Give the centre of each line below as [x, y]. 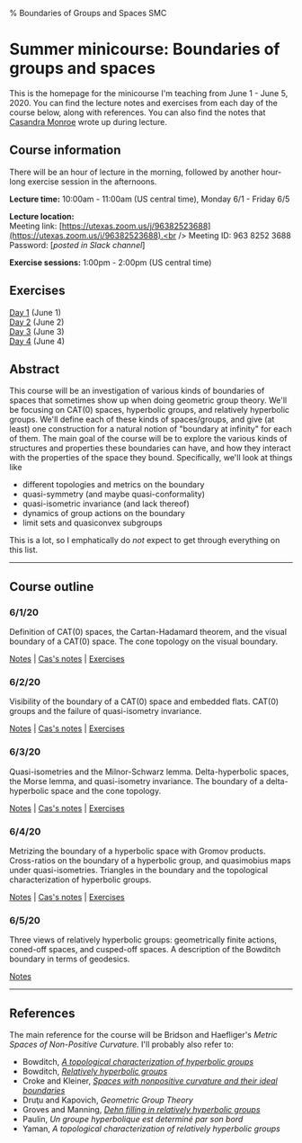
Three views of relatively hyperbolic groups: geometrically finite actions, [143, 940]
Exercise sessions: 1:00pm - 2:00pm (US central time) [111, 262]
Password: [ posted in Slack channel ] [77, 245]
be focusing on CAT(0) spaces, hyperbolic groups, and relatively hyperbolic [150, 410]
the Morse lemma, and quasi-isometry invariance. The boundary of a [137, 781]
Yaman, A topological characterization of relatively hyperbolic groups [151, 1129]
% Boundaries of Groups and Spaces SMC [88, 13]
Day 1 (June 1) [35, 312]
